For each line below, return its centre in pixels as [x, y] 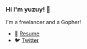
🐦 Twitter [27, 40]
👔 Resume [27, 34]
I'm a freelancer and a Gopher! [43, 22]
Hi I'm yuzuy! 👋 [28, 9]
